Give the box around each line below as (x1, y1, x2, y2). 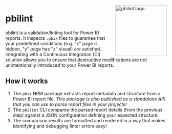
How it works (5, 77, 48, 86)
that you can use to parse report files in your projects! (12, 101, 127, 107)
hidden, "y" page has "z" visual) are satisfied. (5, 46, 101, 52)
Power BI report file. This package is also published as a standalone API (12, 96, 165, 102)
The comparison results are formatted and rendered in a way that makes (12, 117, 166, 123)
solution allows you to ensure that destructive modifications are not (5, 57, 147, 63)
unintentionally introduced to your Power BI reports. (5, 62, 114, 68)
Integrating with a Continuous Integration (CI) (5, 51, 101, 57)
